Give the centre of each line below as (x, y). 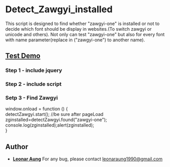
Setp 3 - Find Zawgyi (31, 98)
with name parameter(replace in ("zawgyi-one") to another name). (75, 40)
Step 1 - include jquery (34, 70)
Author (17, 147)
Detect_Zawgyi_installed (59, 9)
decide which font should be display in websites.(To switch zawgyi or (79, 29)
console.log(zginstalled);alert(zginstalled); (50, 125)
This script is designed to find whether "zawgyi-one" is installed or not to (82, 23)
